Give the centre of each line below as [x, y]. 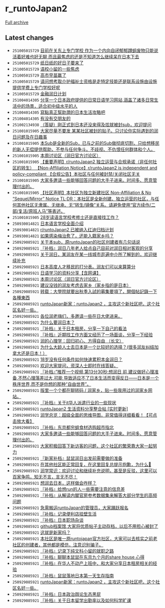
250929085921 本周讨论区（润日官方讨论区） [57, 279]
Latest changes [29, 38]
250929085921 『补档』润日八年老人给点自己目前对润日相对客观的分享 [82, 248]
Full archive [17, 22]
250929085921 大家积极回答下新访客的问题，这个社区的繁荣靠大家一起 [82, 446]
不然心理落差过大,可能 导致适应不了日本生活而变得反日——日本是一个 [88, 378]
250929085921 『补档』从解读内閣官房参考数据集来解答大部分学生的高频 [84, 495]
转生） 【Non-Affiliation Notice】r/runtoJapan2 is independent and [89, 168]
